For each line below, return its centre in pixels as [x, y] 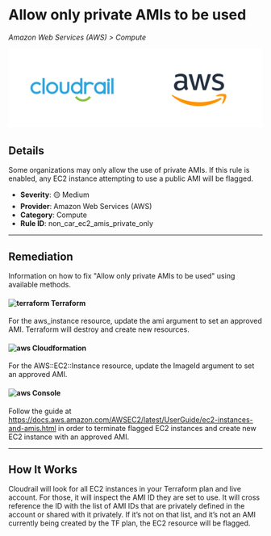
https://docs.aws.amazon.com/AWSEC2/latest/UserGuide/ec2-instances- [131, 419]
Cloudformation [59, 348]
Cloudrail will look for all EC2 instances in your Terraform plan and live [125, 489]
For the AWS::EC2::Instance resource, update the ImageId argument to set [131, 366]
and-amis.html [32, 428]
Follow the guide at [40, 411]
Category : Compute [53, 215]
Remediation [41, 256]
